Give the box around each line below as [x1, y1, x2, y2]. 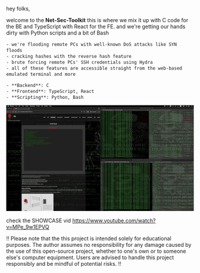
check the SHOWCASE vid [6, 217, 71, 224]
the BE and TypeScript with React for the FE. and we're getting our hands [6, 23, 186, 30]
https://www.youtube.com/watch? [72, 217, 156, 224]
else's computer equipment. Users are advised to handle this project [6, 253, 174, 261]
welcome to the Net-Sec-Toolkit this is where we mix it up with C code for [6, 17, 189, 23]
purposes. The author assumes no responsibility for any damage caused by [6, 241, 192, 248]
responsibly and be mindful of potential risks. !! [6, 260, 121, 267]
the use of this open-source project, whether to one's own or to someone [6, 247, 186, 255]
